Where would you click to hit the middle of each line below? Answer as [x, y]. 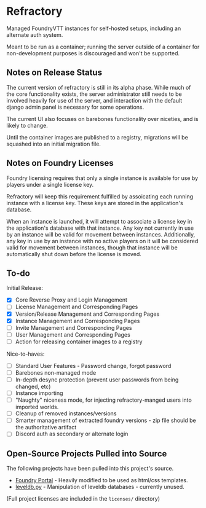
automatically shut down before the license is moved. [74, 254]
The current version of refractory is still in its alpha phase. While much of [99, 87]
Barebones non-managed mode [56, 372]
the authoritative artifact [46, 428]
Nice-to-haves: [26, 354]
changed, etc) [33, 386]
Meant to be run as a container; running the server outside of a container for [103, 47]
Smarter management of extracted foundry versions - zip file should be [105, 420]
